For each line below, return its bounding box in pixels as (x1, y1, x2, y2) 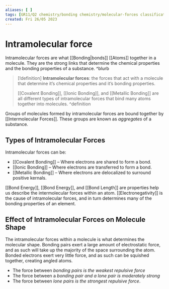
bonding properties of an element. (5, 201, 76, 207)
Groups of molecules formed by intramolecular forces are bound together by (5, 111, 164, 117)
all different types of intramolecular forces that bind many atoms (17, 96, 151, 102)
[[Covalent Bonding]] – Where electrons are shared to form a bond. (12, 159, 152, 165)
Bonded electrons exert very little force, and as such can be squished (5, 252, 149, 258)
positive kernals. (12, 175, 47, 181)
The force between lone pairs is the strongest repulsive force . (12, 278, 141, 284)
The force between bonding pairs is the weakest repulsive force (12, 267, 145, 273)
